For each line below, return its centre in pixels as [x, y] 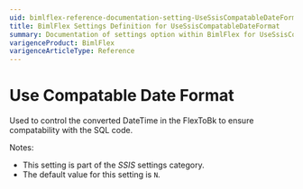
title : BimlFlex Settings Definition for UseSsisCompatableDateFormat [145, 26]
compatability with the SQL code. [71, 130]
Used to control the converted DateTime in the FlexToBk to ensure [132, 121]
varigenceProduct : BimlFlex [62, 43]
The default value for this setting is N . [91, 175]
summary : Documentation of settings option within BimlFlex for [133, 34]
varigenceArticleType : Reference [72, 51]
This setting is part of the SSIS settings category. [113, 165]
